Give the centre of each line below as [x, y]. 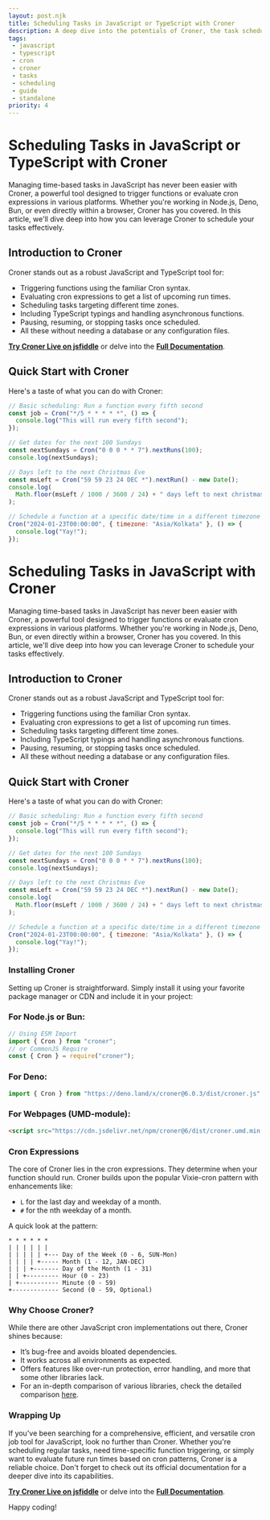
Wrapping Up [35, 1415]
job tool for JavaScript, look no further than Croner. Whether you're [120, 1441]
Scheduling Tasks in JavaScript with [132, 571]
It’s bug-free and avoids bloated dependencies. [98, 1352]
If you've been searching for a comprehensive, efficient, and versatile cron [132, 1433]
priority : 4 [28, 105]
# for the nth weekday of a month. [76, 1210]
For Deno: [28, 1077]
